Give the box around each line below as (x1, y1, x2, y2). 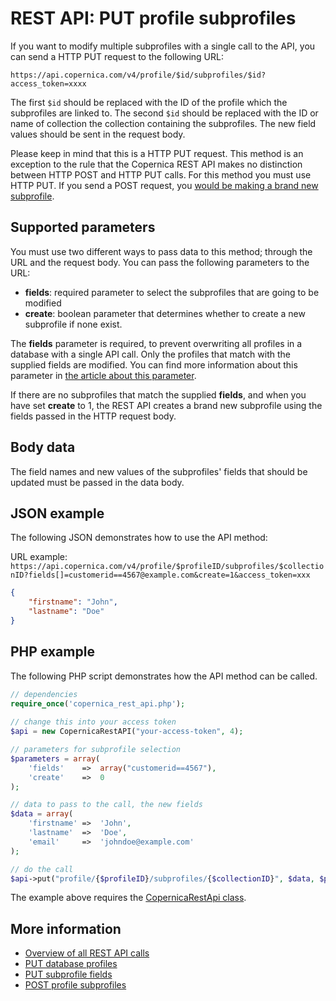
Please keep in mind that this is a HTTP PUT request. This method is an (10, 147, 304, 159)
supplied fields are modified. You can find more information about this (10, 358, 298, 371)
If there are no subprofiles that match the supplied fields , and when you (10, 388, 307, 401)
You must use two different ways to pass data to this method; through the (10, 245, 313, 257)
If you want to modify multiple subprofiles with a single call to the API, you (10, 40, 316, 52)
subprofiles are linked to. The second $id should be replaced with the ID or (10, 107, 319, 119)
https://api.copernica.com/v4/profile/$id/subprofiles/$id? (10, 70, 267, 80)
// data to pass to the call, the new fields (10, 800, 203, 810)
